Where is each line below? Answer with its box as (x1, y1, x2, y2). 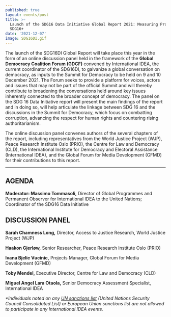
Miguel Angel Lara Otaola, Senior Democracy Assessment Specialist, (5, 280, 151, 286)
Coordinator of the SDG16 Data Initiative (5, 201, 89, 207)
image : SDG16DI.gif (5, 36, 47, 41)
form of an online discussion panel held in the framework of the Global (5, 55, 154, 61)
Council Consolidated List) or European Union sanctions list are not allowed (5, 300, 164, 306)
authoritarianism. (5, 120, 41, 126)
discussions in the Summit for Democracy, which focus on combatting (5, 109, 152, 115)
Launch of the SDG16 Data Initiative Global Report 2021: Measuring (10, 21, 158, 27)
